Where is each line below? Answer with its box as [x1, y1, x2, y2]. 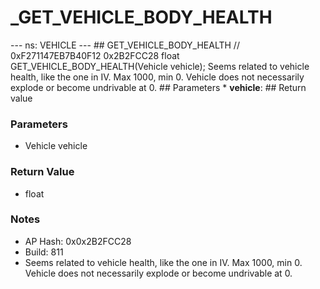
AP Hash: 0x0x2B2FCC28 [24, 235, 132, 247]
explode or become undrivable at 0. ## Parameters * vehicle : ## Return [10, 81, 307, 93]
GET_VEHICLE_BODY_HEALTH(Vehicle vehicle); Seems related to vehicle [10, 60, 310, 72]
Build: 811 [24, 246, 64, 258]
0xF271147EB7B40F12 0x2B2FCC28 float [10, 49, 180, 61]
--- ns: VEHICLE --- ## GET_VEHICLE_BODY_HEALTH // [10, 39, 240, 51]
